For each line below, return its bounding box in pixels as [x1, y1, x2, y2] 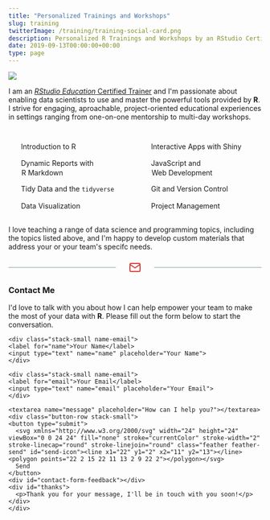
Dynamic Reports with [21, 159, 94, 168]
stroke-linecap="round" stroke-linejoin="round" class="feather [8, 440, 228, 449]
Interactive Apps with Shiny [151, 142, 242, 151]
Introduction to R [21, 142, 76, 151]
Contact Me [8, 284, 55, 295]
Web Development [151, 168, 213, 178]
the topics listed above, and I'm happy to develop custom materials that [8, 233, 245, 242]
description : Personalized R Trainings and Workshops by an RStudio [8, 34, 243, 43]
